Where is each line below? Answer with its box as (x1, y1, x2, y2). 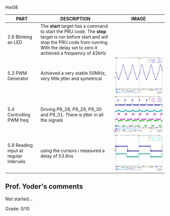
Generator (7, 76, 29, 82)
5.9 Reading (7, 142, 33, 148)
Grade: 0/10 (5, 205, 30, 211)
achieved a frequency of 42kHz (40, 50, 106, 56)
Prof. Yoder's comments (5, 182, 83, 191)
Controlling (7, 111, 30, 117)
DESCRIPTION (60, 15, 91, 22)
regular (7, 152, 23, 159)
